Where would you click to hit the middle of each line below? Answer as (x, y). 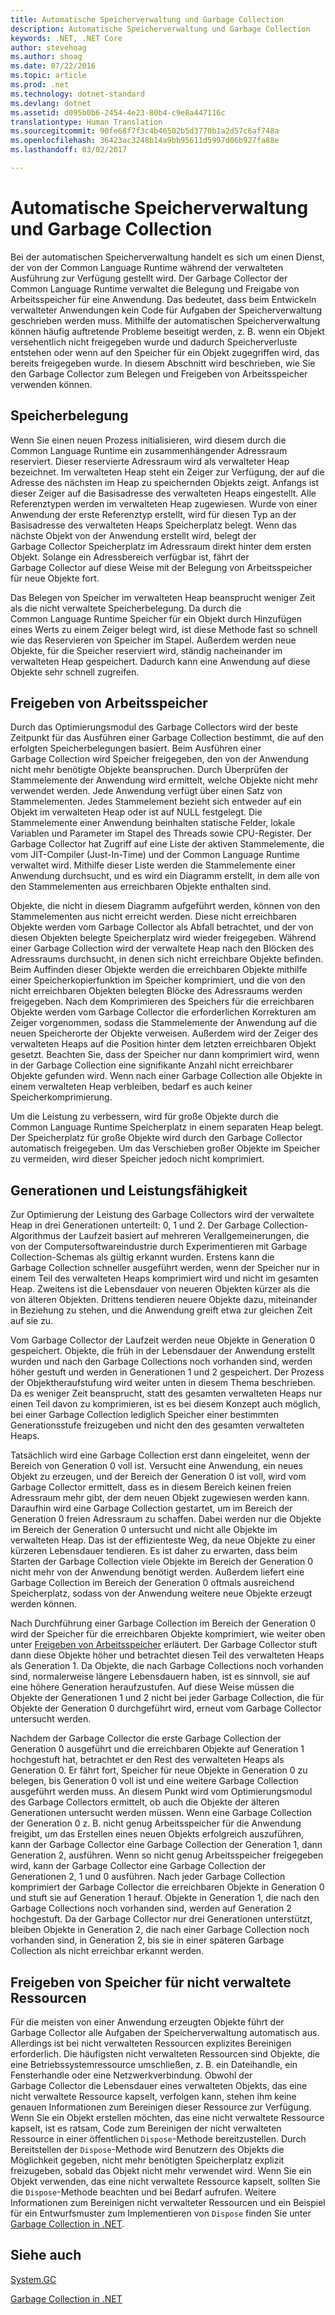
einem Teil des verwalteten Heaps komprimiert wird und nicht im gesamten (164, 1278)
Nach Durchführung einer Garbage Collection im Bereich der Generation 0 (163, 1623)
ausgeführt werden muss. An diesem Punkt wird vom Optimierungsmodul (161, 1792)
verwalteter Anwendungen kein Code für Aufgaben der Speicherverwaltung (166, 310)
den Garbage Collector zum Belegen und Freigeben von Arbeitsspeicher (159, 373)
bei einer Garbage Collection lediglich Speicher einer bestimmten (144, 1415)
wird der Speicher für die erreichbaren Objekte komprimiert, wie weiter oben (168, 1634)
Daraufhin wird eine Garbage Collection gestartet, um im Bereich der (151, 1508)
